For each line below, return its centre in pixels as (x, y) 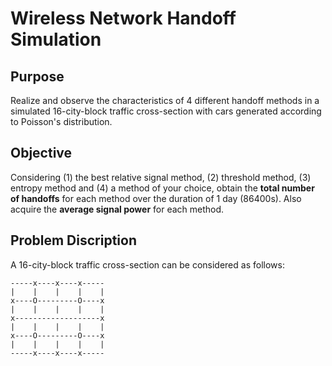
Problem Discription (73, 240)
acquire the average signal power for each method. (117, 209)
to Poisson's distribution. (61, 121)
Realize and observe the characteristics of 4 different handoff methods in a (165, 100)
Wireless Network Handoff (123, 18)
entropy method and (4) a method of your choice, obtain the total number (162, 188)
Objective (41, 153)
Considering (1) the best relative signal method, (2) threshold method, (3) (161, 177)
